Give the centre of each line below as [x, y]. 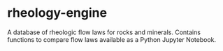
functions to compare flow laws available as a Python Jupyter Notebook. [112, 39]
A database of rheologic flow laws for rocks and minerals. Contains [104, 32]
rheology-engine [57, 13]
